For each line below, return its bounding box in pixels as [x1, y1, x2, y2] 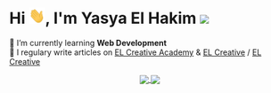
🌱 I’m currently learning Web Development [9, 37, 168, 48]
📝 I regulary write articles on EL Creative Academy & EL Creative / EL [9, 47, 262, 58]
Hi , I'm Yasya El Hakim [9, 8, 197, 28]
